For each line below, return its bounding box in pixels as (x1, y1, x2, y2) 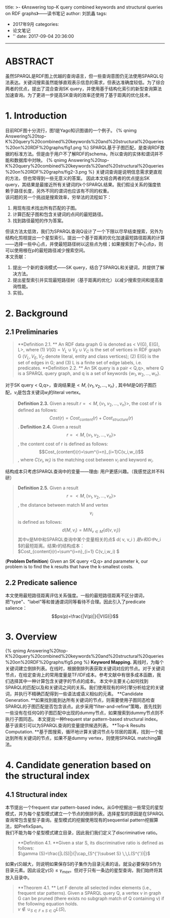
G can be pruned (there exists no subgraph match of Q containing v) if (17, 895, 164, 901)
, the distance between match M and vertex (17, 502, 109, 508)
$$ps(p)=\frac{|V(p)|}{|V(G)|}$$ (51, 613, 119, 619)
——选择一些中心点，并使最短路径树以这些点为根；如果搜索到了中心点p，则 (5, 241, 163, 247)
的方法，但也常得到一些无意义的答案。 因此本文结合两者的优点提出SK (5, 175, 150, 181)
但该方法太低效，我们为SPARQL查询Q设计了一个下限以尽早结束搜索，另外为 (5, 228, 163, 234)
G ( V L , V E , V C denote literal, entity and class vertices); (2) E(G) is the (17, 353, 159, 360)
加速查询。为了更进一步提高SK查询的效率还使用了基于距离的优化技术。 (5, 92, 153, 98)
